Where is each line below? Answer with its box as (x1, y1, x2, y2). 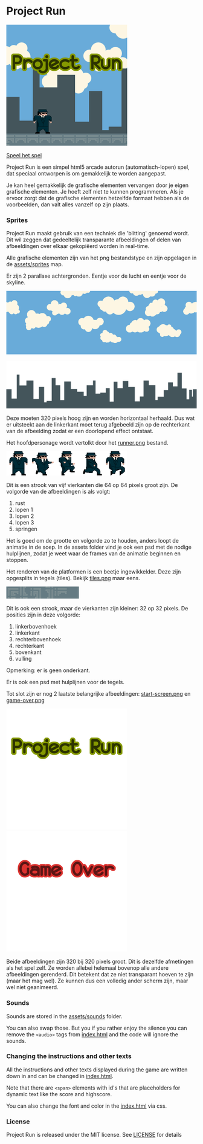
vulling (14, 655, 32, 662)
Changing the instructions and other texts (6, 1052, 132, 1061)
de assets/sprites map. (6, 261, 63, 268)
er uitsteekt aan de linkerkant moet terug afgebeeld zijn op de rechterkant (6, 421, 190, 428)
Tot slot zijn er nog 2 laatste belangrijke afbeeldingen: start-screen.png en (6, 690, 191, 698)
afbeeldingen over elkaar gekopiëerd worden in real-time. (6, 243, 150, 250)
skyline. (6, 279, 26, 286)
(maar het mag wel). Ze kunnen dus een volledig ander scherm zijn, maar (6, 977, 188, 984)
